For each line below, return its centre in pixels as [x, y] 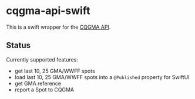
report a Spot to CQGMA [44, 90]
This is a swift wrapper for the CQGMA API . [58, 27]
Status [19, 45]
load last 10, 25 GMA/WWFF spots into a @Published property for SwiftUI [102, 77]
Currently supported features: [42, 59]
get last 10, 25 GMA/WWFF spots [55, 71]
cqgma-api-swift [48, 11]
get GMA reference [38, 83]
